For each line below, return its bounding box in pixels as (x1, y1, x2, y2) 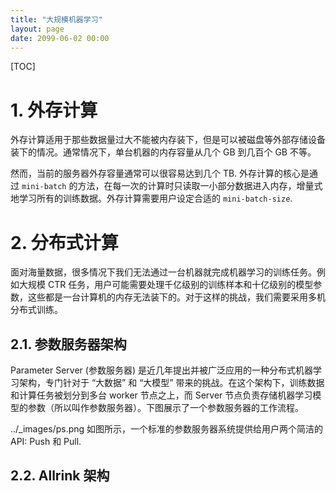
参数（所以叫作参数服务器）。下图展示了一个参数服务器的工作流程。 (27, 402, 304, 414)
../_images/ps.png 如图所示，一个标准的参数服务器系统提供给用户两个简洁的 (10, 423, 324, 435)
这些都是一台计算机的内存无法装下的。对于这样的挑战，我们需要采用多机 (27, 291, 326, 303)
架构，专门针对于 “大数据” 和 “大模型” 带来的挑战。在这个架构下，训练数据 (18, 377, 325, 389)
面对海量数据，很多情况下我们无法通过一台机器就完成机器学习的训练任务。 (10, 266, 317, 278)
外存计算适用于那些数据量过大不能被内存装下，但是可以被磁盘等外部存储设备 (10, 134, 326, 146)
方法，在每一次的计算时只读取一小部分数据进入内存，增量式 (77, 180, 323, 192)
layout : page (10, 24, 65, 34)
